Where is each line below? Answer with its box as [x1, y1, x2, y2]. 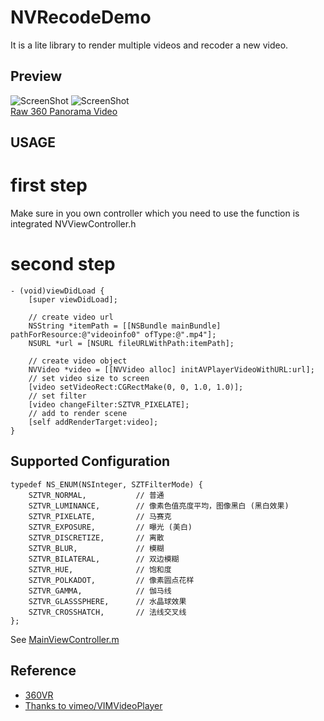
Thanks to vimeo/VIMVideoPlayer [24, 699, 163, 711]
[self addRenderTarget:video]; [28, 417, 159, 428]
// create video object [28, 356, 128, 366]
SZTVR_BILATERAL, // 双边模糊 [28, 554, 180, 564]
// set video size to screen [28, 374, 150, 384]
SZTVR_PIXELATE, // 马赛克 [28, 511, 172, 521]
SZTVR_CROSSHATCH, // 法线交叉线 [28, 607, 187, 617]
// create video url [28, 312, 114, 323]
